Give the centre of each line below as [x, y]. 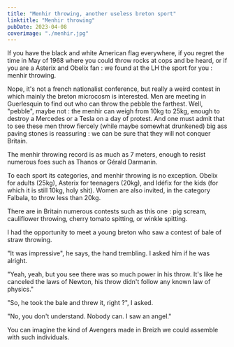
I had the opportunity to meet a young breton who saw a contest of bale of [115, 232]
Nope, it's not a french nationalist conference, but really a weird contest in [114, 89]
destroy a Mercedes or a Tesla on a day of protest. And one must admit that [116, 119]
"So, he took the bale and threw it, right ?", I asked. [80, 303]
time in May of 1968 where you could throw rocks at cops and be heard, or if [117, 61]
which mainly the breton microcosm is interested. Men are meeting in [107, 97]
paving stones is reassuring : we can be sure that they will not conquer [109, 134]
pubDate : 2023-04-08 [37, 27]
